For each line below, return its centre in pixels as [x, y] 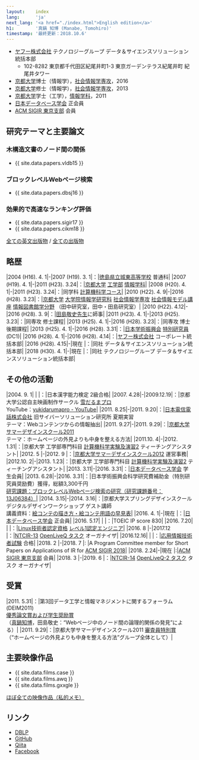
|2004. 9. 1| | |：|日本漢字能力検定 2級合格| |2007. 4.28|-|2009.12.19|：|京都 [98, 395]
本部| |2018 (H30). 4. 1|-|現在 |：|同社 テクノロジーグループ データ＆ [94, 351]
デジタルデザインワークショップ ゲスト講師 [59, 506]
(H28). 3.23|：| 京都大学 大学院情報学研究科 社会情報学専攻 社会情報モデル [97, 299]
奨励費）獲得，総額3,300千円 [52, 484]
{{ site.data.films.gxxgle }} [47, 685]
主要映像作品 [30, 658]
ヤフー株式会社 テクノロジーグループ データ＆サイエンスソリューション [102, 52]
